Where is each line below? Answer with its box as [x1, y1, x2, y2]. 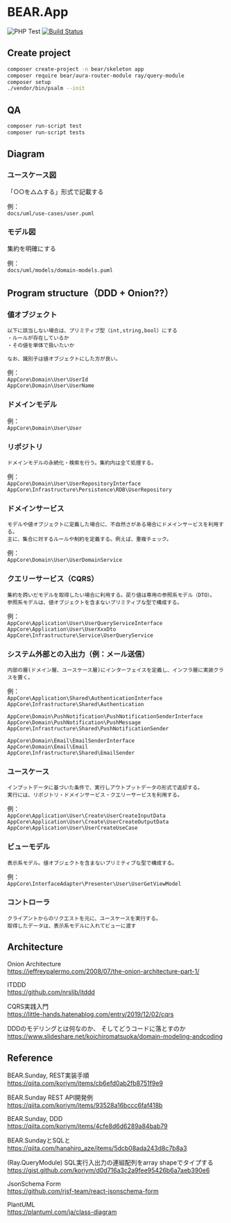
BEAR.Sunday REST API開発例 [7, 1093, 94, 1102]
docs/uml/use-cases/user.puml [7, 209, 95, 217]
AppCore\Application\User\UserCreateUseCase [7, 825, 138, 832]
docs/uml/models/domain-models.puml [7, 266, 113, 274]
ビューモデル [7, 842, 51, 852]
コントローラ [7, 898, 51, 907]
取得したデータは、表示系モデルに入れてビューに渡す [7, 922, 137, 930]
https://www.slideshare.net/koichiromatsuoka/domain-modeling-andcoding [7, 1032, 223, 1041]
